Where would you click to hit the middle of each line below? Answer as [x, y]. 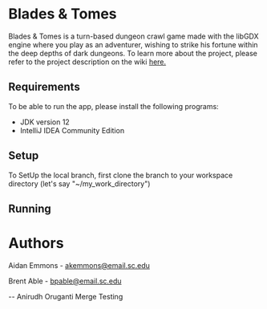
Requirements [44, 87]
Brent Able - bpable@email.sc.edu [65, 281]
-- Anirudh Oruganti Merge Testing [66, 296]
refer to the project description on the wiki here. [87, 62]
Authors [36, 244]
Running [30, 208]
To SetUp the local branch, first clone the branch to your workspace [121, 175]
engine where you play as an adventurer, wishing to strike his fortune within [133, 44]
